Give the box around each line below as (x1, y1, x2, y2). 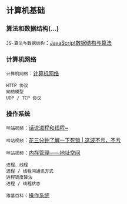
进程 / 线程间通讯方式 (6, 168, 54, 175)
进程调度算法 (6, 175, 33, 180)
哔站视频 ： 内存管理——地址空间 (6, 149, 81, 156)
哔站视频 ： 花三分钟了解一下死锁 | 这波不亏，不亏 (6, 137, 122, 144)
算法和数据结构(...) (6, 25, 59, 33)
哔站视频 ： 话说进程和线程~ (6, 124, 69, 131)
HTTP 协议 (6, 82, 28, 88)
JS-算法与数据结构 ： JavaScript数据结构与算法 (6, 39, 112, 46)
